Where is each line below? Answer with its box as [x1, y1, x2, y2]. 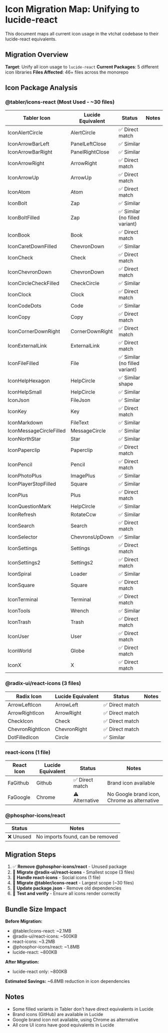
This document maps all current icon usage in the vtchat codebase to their [5, 30, 159, 36]
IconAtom [7, 188, 30, 195]
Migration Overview [5, 50, 68, 59]
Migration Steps [5, 850, 56, 858]
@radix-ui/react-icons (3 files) [5, 680, 81, 687]
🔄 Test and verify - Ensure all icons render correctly [12, 890, 120, 896]
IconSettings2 [7, 559, 41, 566]
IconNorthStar [7, 435, 41, 442]
